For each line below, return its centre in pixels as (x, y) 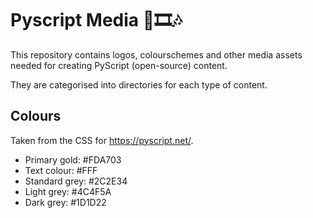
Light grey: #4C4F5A (68, 191)
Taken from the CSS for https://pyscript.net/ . (102, 140)
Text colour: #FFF (61, 170)
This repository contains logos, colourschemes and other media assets (156, 54)
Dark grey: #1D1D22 (65, 202)
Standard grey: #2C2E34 (76, 181)
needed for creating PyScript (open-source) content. (119, 65)
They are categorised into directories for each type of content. (139, 84)
